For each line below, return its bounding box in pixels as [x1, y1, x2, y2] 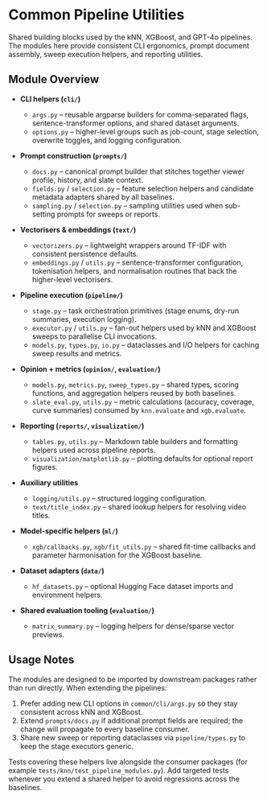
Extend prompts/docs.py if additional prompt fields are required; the [19, 715, 244, 725]
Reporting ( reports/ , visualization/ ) [19, 421, 145, 430]
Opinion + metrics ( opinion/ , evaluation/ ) [19, 364, 161, 373]
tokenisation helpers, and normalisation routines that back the [31, 266, 237, 275]
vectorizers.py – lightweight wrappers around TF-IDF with [31, 240, 227, 250]
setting [31, 209, 55, 219]
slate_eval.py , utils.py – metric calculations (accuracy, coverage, [31, 397, 255, 406]
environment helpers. [31, 590, 103, 599]
